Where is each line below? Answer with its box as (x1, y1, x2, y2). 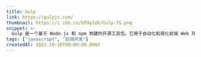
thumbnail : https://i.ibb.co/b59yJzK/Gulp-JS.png (6, 20, 133, 26)
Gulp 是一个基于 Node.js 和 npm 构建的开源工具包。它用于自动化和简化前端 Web (11, 31, 190, 37)
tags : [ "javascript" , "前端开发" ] (6, 36, 89, 42)
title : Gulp (6, 8, 36, 15)
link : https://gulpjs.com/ (6, 14, 74, 20)
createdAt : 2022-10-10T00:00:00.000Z (6, 42, 100, 48)
